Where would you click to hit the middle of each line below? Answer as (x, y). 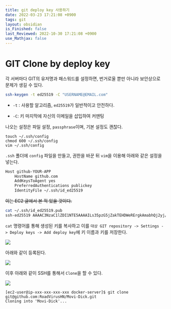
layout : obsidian (24, 24)
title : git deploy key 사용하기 (37, 10)
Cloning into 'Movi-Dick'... (36, 301)
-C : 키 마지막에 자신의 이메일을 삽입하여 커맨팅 (58, 116)
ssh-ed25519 (18, 215)
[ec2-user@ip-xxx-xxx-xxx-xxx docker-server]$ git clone (67, 292)
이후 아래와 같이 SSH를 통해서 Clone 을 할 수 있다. (54, 273)
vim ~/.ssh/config (25, 145)
